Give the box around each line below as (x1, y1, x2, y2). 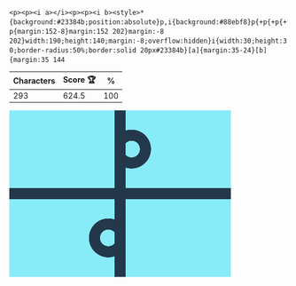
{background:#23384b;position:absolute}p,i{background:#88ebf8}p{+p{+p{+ (9, 18, 288, 27)
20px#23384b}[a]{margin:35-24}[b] (140, 46, 268, 55)
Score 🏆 (62, 74, 96, 84)
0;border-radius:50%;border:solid (9, 46, 137, 55)
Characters (12, 75, 56, 86)
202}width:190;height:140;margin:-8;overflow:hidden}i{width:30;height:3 (9, 36, 288, 45)
